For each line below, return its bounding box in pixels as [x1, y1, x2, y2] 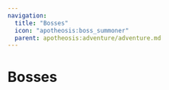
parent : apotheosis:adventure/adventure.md [14, 33, 161, 42]
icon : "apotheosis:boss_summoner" [14, 26, 129, 34]
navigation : [7, 11, 47, 20]
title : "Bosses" [14, 19, 69, 27]
